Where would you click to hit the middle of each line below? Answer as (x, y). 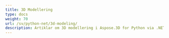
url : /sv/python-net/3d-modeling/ (41, 23)
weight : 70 (17, 19)
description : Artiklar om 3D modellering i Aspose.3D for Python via (80, 28)
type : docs (17, 14)
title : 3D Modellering (29, 10)
